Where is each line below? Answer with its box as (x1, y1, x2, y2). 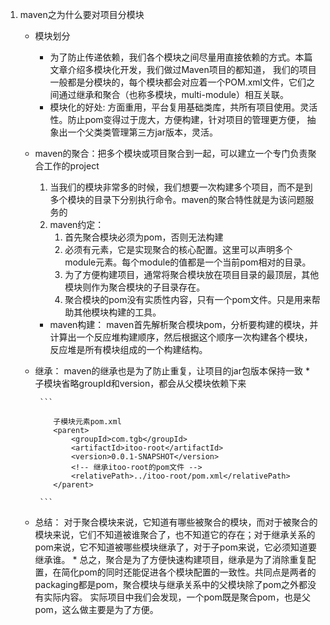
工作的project (43, 160, 100, 172)
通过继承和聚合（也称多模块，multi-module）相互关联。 (58, 89, 289, 100)
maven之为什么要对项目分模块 (19, 9, 145, 20)
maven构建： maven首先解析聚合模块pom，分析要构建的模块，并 (49, 319, 319, 330)
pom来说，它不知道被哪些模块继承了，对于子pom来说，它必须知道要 (34, 541, 318, 553)
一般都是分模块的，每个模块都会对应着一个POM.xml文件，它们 (49, 76, 307, 88)
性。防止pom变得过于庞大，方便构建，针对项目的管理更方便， (49, 114, 305, 125)
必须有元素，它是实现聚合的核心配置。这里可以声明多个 (64, 244, 293, 255)
